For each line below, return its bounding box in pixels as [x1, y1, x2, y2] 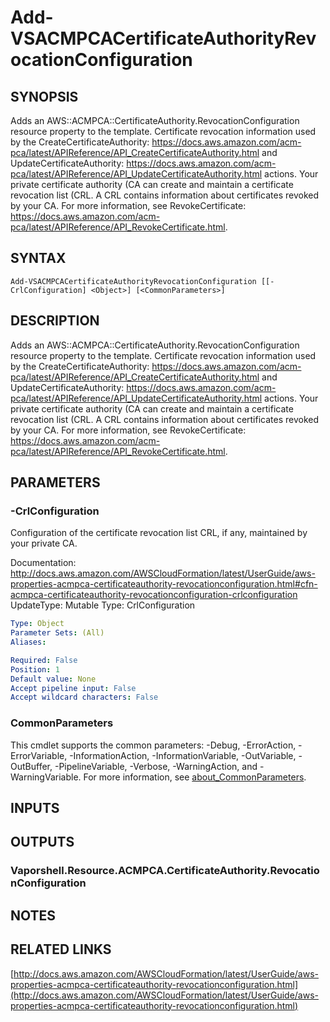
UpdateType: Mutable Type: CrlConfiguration [10, 599, 196, 611]
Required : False [10, 655, 78, 665]
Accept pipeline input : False [10, 683, 137, 693]
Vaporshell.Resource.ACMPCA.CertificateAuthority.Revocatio [10, 864, 320, 878]
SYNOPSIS [10, 88, 79, 105]
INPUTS [10, 800, 60, 816]
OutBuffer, [10, 760, 53, 772]
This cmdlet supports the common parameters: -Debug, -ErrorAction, [10, 739, 297, 751]
